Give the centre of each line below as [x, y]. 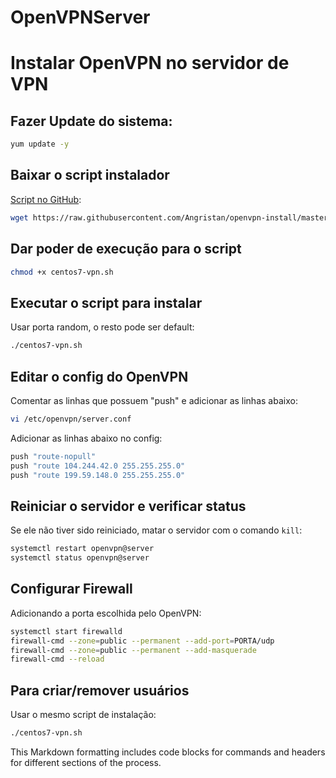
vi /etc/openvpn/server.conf [71, 419]
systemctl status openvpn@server [80, 558]
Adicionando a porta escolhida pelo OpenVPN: [106, 613]
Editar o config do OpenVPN [99, 376]
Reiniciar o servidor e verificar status [128, 506]
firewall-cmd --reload [57, 659]
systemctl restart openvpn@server [82, 549]
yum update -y [40, 144]
